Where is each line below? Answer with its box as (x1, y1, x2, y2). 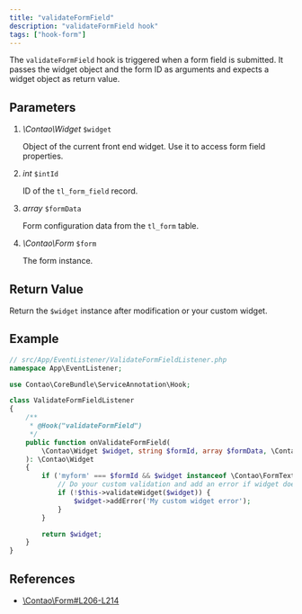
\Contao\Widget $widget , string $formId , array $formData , (41, 447, 268, 456)
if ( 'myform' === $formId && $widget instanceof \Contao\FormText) (41, 472, 299, 481)
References (9, 571, 75, 586)
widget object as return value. (9, 74, 120, 85)
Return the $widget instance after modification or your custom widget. (9, 305, 268, 316)
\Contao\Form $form (22, 238, 97, 248)
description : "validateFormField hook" (9, 22, 159, 31)
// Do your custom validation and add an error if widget (57, 480, 280, 489)
